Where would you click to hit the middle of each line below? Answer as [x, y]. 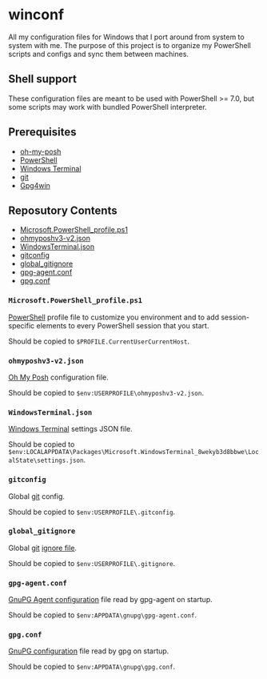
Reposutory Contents [63, 210]
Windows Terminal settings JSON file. [71, 429]
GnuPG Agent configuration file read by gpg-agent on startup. [111, 600]
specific [22, 325]
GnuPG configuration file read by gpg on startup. [89, 651]
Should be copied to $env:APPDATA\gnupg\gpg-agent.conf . [103, 615]
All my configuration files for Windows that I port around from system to [127, 37]
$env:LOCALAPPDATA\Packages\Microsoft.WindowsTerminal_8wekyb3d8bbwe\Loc [134, 452]
